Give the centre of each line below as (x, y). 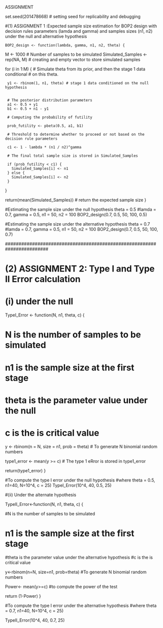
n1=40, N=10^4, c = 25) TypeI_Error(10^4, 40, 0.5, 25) (58, 485)
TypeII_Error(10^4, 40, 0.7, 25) (35, 620)
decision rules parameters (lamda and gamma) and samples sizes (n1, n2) (79, 31)
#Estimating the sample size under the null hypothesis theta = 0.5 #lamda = (81, 209)
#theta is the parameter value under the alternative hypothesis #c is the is (79, 557)
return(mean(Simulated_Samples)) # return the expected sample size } (76, 200)
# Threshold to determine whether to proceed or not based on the (76, 134)
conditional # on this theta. (32, 74)
